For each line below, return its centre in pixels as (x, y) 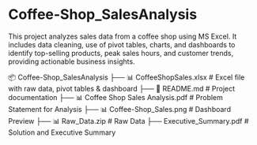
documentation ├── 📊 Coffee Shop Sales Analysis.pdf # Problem (116, 97)
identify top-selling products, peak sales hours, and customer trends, (121, 53)
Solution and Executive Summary (62, 132)
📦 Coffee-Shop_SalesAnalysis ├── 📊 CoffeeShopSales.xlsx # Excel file (127, 77)
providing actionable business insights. (72, 61)
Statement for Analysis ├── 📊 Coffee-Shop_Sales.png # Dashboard (120, 109)
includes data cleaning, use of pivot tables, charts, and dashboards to (122, 44)
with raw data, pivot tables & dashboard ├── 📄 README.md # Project (122, 88)
